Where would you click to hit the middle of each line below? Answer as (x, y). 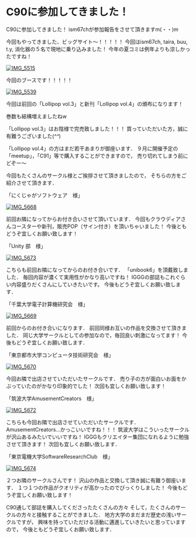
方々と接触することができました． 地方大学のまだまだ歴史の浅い (99, 515)
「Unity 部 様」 (26, 246)
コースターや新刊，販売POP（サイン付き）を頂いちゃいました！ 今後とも (99, 226)
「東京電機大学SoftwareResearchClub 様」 (59, 456)
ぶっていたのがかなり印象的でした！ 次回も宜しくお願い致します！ (86, 386)
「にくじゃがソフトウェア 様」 (44, 195)
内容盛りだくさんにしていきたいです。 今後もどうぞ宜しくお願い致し (93, 284)
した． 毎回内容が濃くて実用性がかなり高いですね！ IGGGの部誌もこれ (91, 277)
